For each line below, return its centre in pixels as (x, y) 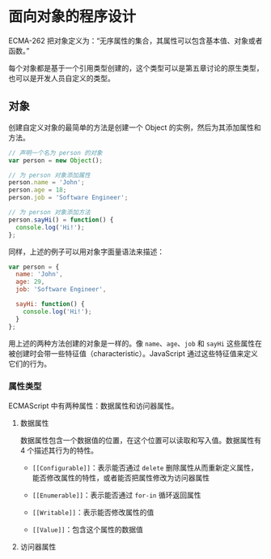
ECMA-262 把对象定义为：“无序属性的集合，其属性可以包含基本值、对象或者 (135, 41)
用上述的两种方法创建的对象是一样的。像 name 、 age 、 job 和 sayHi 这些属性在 (135, 343)
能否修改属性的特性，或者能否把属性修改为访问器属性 (121, 477)
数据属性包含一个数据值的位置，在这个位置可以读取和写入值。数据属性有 (140, 440)
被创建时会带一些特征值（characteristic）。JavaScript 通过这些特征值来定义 (133, 353)
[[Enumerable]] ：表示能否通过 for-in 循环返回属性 (116, 495)
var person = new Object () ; (56, 160)
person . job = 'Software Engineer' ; (68, 198)
